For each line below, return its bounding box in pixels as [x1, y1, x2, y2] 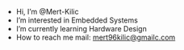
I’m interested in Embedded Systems [15, 15, 139, 25]
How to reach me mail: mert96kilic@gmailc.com [15, 32, 176, 42]
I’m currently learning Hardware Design [15, 24, 147, 33]
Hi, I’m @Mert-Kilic [15, 7, 79, 16]
